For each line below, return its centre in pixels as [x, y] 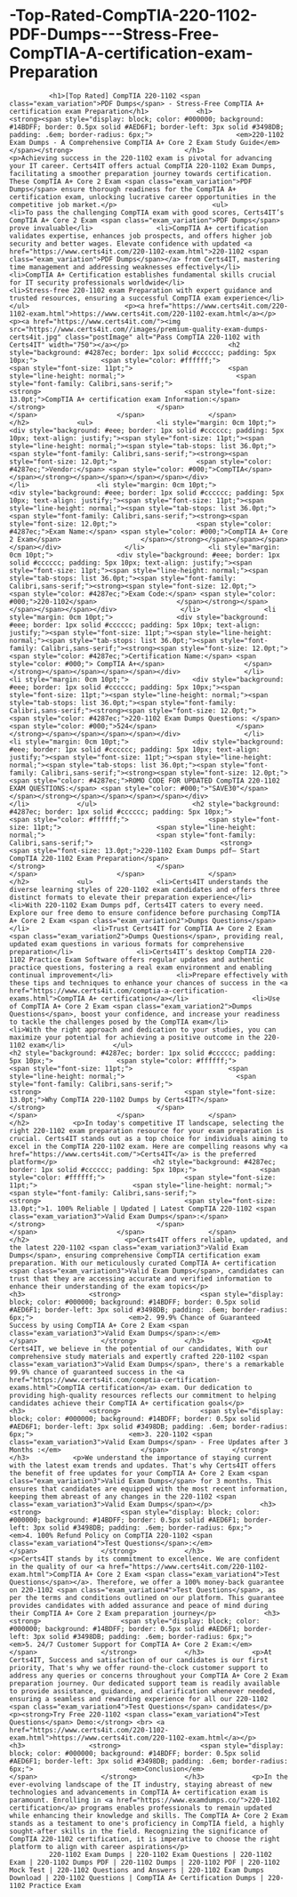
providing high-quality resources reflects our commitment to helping [143, 1395]
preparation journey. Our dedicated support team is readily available [144, 1683]
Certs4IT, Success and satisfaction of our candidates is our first [139, 1660]
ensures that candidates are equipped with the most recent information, [149, 1489]
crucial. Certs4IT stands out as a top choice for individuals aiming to [149, 1138]
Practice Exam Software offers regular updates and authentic [147, 960]
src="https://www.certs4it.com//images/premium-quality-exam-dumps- [139, 329]
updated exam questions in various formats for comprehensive [127, 944]
